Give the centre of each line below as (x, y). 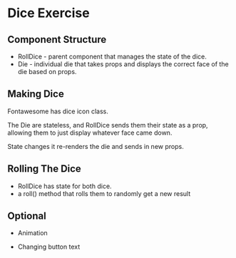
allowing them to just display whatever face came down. (90, 133)
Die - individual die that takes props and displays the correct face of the (123, 64)
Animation (32, 233)
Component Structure (57, 40)
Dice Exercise (49, 13)
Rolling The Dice (45, 169)
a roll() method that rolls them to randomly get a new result (104, 193)
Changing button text (49, 247)
